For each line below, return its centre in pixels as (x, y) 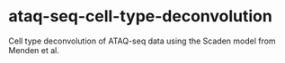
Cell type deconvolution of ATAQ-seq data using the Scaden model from (142, 41)
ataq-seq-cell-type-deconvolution (141, 16)
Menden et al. (34, 50)
